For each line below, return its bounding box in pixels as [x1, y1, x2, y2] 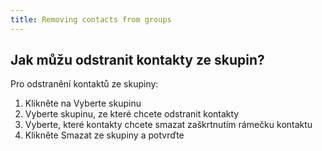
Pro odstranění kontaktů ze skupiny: [10, 78, 159, 90]
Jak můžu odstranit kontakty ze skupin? [10, 52, 265, 69]
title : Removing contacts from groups [10, 14, 172, 25]
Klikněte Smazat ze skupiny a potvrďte [24, 129, 185, 141]
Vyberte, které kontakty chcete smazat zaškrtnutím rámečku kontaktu [24, 119, 313, 131]
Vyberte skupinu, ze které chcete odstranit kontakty [24, 108, 240, 120]
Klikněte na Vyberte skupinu [24, 97, 142, 110]
